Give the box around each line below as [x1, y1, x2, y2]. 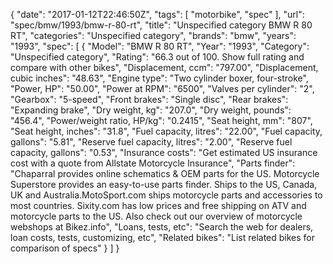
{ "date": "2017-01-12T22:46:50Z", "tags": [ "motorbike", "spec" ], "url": [10, 9, 305, 20]
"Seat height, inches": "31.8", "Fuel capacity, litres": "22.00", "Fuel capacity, [10, 125, 323, 137]
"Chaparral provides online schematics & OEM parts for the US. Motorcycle [10, 168, 320, 179]
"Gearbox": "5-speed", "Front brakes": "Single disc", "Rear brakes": [10, 94, 289, 105]
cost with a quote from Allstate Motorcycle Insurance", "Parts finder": [10, 157, 296, 169]
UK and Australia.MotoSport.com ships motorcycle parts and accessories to [10, 189, 323, 201]
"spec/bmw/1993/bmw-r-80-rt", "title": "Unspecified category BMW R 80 [10, 19, 313, 31]
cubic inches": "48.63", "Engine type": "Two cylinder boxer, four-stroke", [10, 72, 309, 84]
